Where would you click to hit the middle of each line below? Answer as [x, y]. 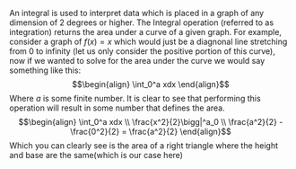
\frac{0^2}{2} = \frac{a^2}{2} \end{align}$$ [151, 131]
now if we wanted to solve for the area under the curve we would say [137, 61]
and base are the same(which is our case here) [96, 155]
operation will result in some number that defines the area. [118, 108]
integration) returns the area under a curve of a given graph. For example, [146, 32]
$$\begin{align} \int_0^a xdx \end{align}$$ [151, 84]
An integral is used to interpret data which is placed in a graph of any [137, 13]
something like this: [45, 70]
